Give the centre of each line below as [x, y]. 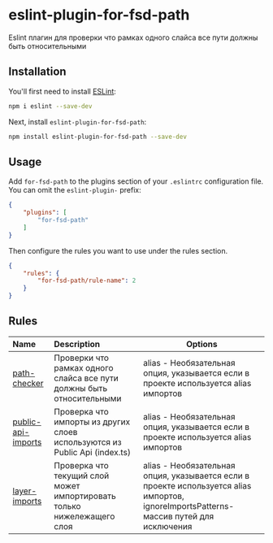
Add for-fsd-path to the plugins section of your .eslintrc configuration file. [136, 181]
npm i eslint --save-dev [50, 106]
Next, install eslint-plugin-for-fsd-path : [78, 122]
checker [28, 383]
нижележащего [84, 516]
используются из [88, 442]
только [67, 506]
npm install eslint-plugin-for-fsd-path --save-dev [97, 137]
